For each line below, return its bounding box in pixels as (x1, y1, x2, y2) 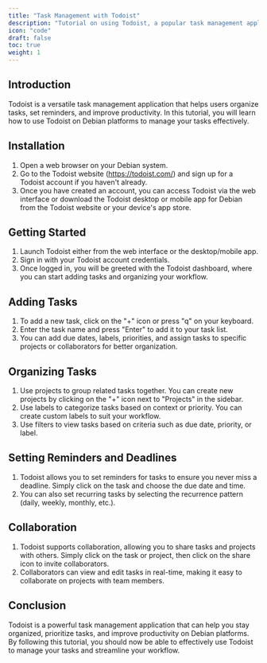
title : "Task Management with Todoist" (8, 11, 141, 20)
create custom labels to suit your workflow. (19, 411, 161, 421)
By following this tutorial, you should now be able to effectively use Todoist (8, 637, 253, 646)
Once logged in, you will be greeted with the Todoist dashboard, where (19, 263, 253, 273)
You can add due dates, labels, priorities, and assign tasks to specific (19, 333, 247, 343)
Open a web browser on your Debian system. (19, 160, 168, 170)
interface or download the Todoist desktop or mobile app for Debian (19, 194, 242, 204)
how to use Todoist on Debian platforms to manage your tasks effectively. (8, 116, 250, 126)
